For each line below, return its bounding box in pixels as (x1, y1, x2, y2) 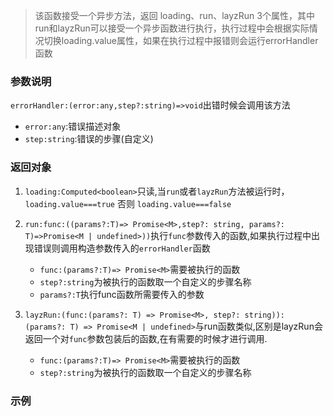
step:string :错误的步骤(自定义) (24, 133, 154, 145)
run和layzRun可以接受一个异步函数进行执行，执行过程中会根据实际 (34, 22, 310, 34)
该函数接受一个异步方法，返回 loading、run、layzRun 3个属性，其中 (34, 10, 315, 21)
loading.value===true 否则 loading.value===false (24, 197, 232, 209)
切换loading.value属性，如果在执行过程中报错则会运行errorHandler (43, 35, 319, 46)
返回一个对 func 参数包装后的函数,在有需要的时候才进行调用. (24, 332, 268, 344)
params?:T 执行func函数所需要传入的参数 (39, 288, 205, 300)
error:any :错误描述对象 (24, 120, 122, 133)
